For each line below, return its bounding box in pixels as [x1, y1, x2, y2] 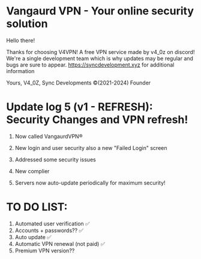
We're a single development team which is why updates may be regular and [6, 55, 194, 62]
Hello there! [6, 37, 35, 44]
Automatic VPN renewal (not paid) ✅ [14, 240, 106, 247]
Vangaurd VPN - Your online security [6, 4, 194, 18]
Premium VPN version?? [14, 247, 75, 254]
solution [6, 17, 48, 31]
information [6, 67, 35, 74]
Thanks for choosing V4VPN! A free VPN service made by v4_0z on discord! [6, 48, 195, 55]
